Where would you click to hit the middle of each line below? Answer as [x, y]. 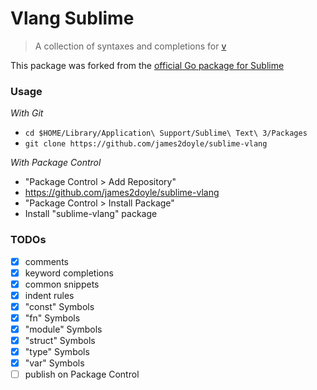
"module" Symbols [63, 329]
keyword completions [69, 273]
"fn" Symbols [52, 318]
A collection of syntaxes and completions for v [130, 46]
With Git [27, 113]
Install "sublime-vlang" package [91, 214]
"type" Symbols [57, 352]
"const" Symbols [59, 306]
